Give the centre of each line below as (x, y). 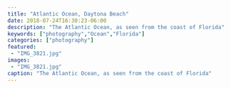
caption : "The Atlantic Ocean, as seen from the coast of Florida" (110, 73)
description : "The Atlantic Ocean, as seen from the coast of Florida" (116, 27)
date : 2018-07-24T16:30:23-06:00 (57, 21)
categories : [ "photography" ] (51, 40)
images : (19, 60)
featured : (22, 47)
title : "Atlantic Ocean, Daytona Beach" (68, 14)
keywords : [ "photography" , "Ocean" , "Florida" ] (76, 34)
